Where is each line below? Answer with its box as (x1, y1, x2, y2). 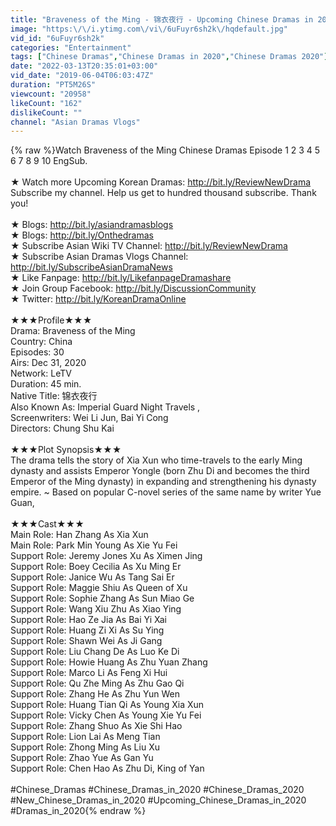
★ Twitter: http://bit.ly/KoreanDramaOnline (10, 293, 187, 305)
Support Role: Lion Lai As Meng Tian (10, 731, 161, 743)
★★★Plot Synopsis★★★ (10, 444, 122, 456)
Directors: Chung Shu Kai (10, 422, 115, 435)
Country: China (10, 336, 73, 348)
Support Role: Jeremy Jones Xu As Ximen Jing (10, 550, 203, 562)
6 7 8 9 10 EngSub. (10, 155, 88, 167)
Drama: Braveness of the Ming (10, 325, 136, 337)
